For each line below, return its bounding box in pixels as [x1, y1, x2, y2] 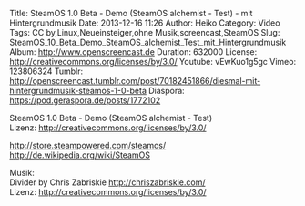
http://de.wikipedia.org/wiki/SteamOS [9, 149, 150, 160]
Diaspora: [148, 86, 185, 96]
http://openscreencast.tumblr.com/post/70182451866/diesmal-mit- [9, 76, 261, 86]
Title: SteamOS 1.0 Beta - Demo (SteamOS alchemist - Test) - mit [9, 8, 253, 18]
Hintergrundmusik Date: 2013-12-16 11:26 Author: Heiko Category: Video [9, 17, 280, 28]
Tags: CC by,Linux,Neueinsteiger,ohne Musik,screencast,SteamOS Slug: [9, 27, 280, 37]
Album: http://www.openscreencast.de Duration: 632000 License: [9, 46, 258, 57]
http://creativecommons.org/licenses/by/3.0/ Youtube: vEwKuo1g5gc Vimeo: [9, 57, 297, 67]
